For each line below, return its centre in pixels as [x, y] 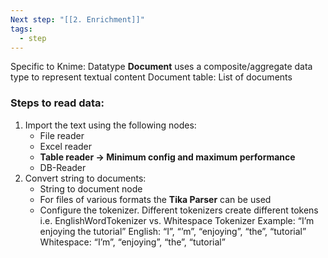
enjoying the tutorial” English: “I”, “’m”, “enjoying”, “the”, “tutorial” [173, 231]
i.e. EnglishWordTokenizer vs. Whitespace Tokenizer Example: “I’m [177, 220]
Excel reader [66, 146]
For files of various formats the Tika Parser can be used [155, 199]
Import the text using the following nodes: [110, 125]
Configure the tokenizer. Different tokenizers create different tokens [179, 210]
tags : [21, 29]
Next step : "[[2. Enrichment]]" [77, 19]
